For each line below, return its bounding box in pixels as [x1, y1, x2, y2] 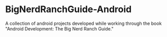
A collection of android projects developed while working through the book [5, 20, 162, 26]
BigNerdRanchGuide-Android [5, 4, 132, 15]
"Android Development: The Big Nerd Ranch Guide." [5, 25, 114, 31]
